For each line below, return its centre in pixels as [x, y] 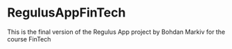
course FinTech [29, 39]
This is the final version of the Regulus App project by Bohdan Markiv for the [116, 32]
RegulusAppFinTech [66, 13]
